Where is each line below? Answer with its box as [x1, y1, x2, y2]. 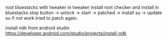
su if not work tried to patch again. [5, 15, 78, 21]
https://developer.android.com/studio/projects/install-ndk [5, 30, 127, 36]
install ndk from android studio [5, 25, 70, 31]
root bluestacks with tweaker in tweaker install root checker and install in [5, 5, 159, 10]
